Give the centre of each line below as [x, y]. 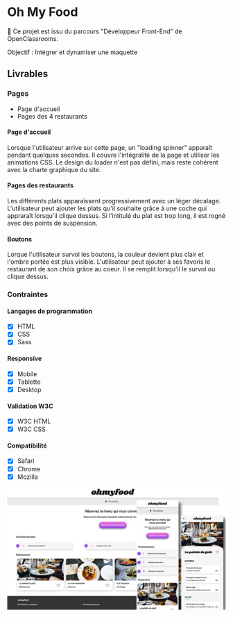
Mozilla [27, 477]
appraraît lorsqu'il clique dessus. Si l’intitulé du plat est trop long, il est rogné [116, 216]
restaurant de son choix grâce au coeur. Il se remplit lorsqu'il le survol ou [111, 269]
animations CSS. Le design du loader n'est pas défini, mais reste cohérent [113, 162]
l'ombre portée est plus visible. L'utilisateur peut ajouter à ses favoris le [109, 262]
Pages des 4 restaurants [52, 116]
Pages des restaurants [41, 185]
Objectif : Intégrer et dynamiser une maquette [72, 52]
